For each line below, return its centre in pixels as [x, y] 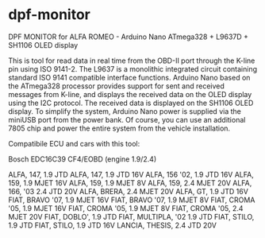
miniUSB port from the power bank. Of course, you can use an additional [127, 119]
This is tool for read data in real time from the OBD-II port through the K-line [132, 60]
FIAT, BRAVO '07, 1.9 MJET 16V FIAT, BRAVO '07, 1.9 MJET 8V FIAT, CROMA [132, 200]
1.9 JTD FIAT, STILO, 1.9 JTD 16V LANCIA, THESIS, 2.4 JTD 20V [112, 225]
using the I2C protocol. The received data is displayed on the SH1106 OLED [131, 103]
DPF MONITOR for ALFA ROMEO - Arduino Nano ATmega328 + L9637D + [128, 37]
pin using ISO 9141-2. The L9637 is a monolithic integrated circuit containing [133, 68]
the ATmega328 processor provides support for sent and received [116, 86]
